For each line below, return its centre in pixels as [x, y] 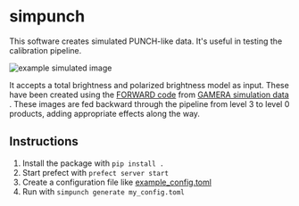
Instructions [44, 141]
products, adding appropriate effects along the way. [105, 113]
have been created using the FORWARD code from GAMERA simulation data [149, 95]
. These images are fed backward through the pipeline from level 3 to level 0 [149, 103]
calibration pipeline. [46, 50]
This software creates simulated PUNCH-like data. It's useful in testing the [146, 41]
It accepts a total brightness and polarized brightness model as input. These [149, 85]
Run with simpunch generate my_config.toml [104, 191]
